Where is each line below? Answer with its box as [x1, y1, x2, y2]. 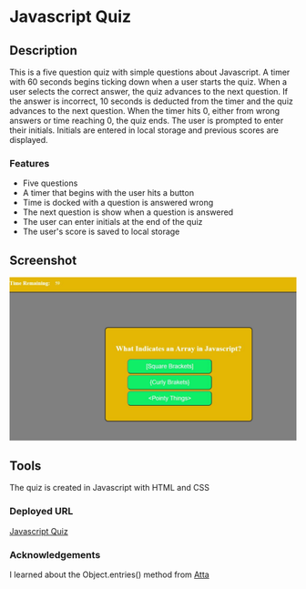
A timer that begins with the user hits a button [22, 188, 194, 198]
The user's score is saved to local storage [22, 226, 180, 238]
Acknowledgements [9, 548, 101, 561]
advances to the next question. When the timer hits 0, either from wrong [9, 106, 280, 116]
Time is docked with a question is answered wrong [22, 198, 214, 208]
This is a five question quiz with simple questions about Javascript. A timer [9, 66, 291, 77]
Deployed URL [9, 505, 74, 518]
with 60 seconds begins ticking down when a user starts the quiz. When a [9, 76, 288, 87]
